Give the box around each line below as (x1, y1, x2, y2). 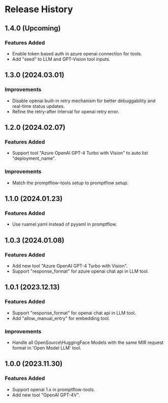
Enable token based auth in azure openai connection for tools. (12, 50, 142, 56)
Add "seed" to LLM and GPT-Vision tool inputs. (12, 56, 111, 62)
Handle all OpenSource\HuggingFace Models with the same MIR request (12, 339, 164, 346)
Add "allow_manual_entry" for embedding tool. (12, 315, 110, 321)
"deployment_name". (12, 155, 56, 161)
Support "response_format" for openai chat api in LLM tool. (12, 309, 136, 316)
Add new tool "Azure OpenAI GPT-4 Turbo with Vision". (12, 263, 128, 269)
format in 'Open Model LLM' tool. (12, 344, 82, 351)
